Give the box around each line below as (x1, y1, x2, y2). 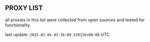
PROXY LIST (5, 4, 43, 12)
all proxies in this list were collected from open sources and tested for (5, 17, 145, 22)
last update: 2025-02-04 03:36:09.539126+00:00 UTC (5, 31, 110, 37)
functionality (5, 22, 30, 28)
